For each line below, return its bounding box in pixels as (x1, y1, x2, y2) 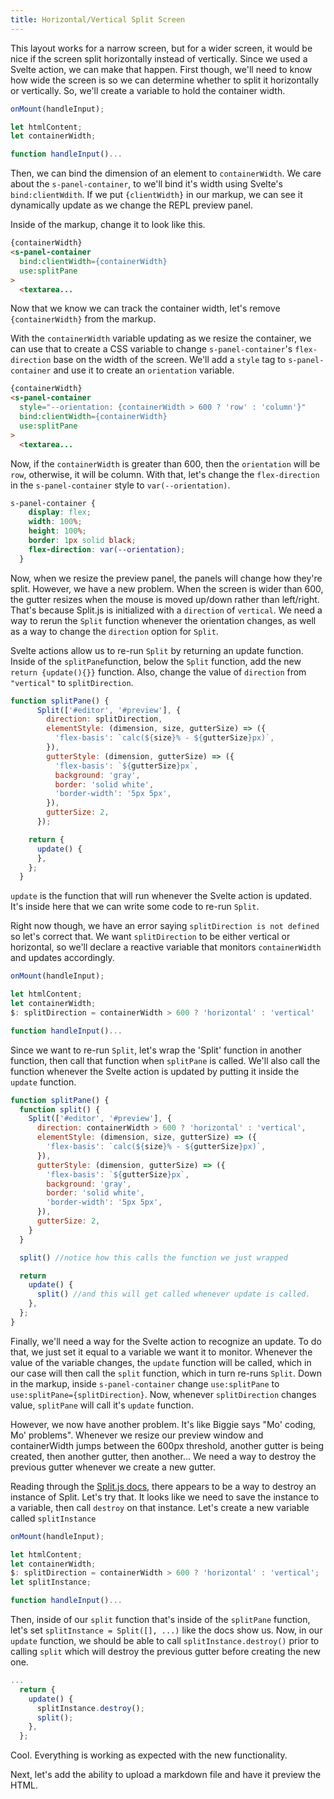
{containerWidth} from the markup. (10, 313, 157, 325)
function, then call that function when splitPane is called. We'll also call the (10, 1054, 321, 1066)
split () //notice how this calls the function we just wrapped (19, 1252, 288, 1263)
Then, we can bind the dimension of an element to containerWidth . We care (10, 167, 322, 180)
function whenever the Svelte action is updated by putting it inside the (10, 1065, 300, 1077)
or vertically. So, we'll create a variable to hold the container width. (10, 84, 286, 96)
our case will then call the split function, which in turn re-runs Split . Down (10, 1367, 322, 1379)
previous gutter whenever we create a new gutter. (10, 1461, 216, 1473)
